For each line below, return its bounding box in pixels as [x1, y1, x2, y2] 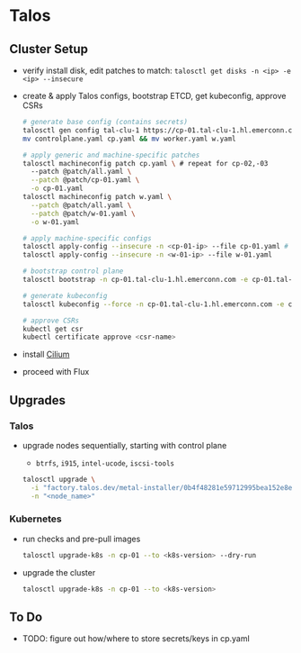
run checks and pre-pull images [22, 533, 141, 544]
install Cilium [22, 349, 70, 360]
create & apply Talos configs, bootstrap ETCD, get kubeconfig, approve [22, 91, 287, 101]
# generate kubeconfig [22, 291, 108, 300]
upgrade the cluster [22, 567, 96, 577]
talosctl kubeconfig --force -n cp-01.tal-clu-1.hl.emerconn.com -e [22, 299, 285, 309]
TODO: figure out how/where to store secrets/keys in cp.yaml [22, 633, 250, 644]
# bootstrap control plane [22, 267, 124, 276]
